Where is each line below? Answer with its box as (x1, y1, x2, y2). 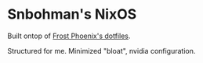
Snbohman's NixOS (7, 5, 137, 23)
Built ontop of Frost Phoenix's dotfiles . (7, 31, 131, 40)
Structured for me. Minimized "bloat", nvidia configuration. (7, 46, 196, 55)
